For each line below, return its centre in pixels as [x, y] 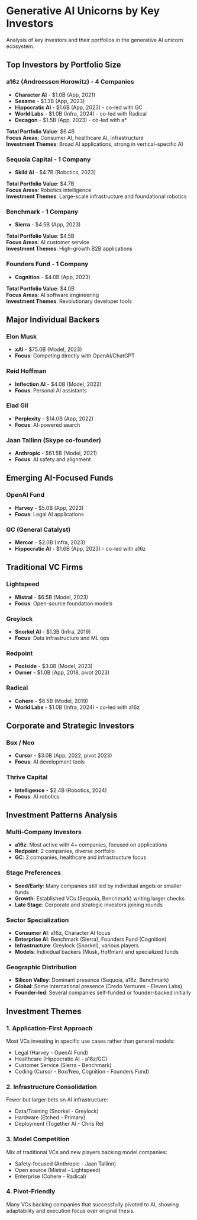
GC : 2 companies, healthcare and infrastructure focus [80, 857]
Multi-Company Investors [44, 832]
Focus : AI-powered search [47, 424]
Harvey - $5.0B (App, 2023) [49, 507]
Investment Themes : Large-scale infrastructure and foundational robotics [97, 196]
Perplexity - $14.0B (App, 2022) [54, 419]
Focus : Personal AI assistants [51, 390]
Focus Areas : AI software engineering [53, 295]
